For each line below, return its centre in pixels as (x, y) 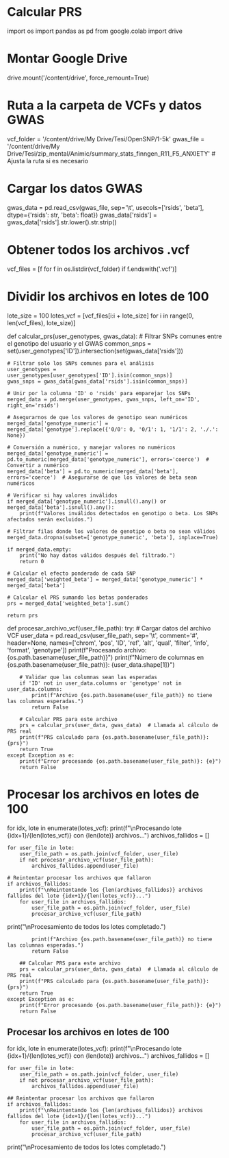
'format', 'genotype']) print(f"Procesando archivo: (77, 650)
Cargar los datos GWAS (75, 189)
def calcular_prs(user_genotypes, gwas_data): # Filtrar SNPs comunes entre (114, 336)
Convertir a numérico (38, 465)
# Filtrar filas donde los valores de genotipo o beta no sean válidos (111, 531)
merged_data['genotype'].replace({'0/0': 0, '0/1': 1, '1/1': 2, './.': (113, 429)
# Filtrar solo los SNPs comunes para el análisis (81, 363)
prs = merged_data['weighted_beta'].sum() (68, 603)
